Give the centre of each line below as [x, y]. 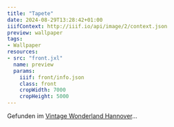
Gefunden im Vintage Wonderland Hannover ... [72, 116]
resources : [23, 52]
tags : [15, 39]
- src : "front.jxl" [35, 58]
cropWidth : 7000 [43, 90]
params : [24, 71]
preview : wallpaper [35, 33]
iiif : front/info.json [52, 77]
